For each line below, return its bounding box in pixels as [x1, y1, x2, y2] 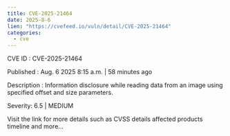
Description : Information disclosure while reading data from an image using [7, 81, 223, 89]
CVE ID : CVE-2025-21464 [7, 54, 83, 63]
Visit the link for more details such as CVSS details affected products [7, 115, 203, 124]
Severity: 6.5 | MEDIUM [7, 102, 74, 110]
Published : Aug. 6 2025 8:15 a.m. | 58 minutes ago [7, 68, 153, 76]
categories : [7, 29, 41, 36]
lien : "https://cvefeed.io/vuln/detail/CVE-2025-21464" [7, 23, 171, 30]
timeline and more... [7, 122, 64, 131]
